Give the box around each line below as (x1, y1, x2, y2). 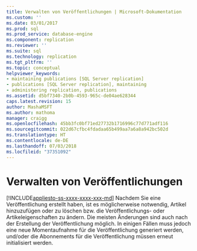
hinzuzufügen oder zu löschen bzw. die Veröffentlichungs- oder (6, 207, 165, 214)
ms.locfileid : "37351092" (6, 149, 71, 155)
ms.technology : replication (6, 54, 77, 60)
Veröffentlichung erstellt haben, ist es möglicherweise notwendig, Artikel (6, 201, 187, 208)
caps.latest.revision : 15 (6, 98, 71, 104)
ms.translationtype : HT (6, 132, 66, 138)
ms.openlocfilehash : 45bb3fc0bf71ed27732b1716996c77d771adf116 (6, 121, 169, 127)
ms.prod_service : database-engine (6, 31, 93, 37)
